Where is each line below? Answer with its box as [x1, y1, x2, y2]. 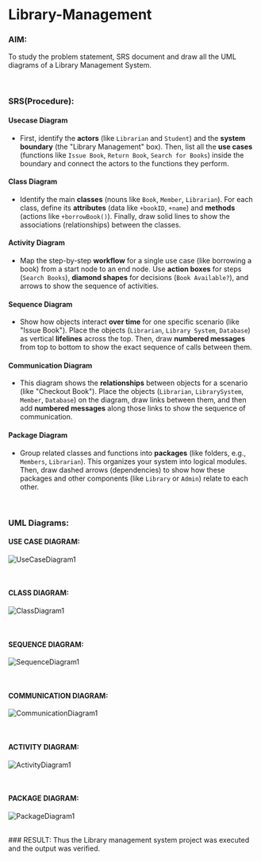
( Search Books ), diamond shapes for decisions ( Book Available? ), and [19, 273, 249, 282]
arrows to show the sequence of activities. [19, 281, 159, 291]
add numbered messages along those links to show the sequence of [19, 403, 246, 413]
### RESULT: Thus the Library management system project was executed [8, 835, 250, 844]
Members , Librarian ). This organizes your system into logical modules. [19, 456, 248, 466]
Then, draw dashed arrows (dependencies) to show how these [19, 465, 225, 474]
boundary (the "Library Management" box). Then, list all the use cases [19, 142, 252, 151]
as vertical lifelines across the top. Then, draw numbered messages [19, 334, 246, 344]
